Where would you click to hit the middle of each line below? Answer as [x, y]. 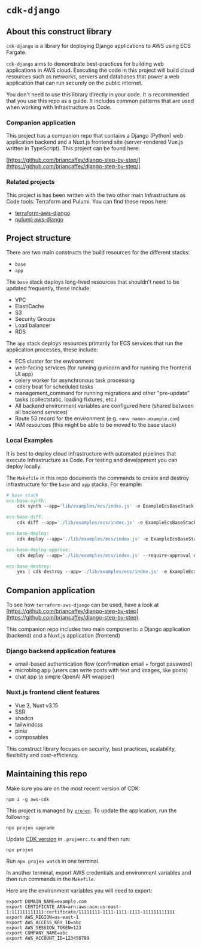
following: [18, 817]
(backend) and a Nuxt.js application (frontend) [63, 636]
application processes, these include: [52, 350]
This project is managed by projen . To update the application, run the [92, 811]
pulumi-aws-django [39, 219]
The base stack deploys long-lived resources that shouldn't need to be [93, 282]
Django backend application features [61, 651]
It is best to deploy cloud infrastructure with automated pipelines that [91, 453]
